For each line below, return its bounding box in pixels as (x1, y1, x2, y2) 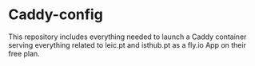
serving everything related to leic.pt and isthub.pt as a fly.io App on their (8, 40, 246, 49)
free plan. (8, 49, 40, 58)
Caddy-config (8, 6, 104, 24)
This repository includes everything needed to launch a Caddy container (8, 32, 247, 41)
